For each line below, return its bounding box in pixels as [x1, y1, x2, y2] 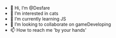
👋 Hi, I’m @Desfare [10, 5, 50, 11]
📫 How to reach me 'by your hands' [10, 27, 87, 33]
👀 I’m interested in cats [10, 10, 59, 16]
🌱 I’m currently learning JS [10, 16, 66, 22]
